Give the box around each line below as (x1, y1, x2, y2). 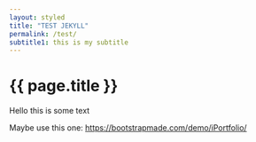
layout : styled (9, 12, 66, 22)
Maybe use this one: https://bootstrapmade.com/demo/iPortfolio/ (9, 122, 247, 133)
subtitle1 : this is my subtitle (9, 37, 128, 47)
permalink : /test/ (9, 29, 77, 38)
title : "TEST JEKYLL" (9, 21, 89, 30)
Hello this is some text (9, 106, 90, 116)
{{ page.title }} (9, 76, 119, 96)
